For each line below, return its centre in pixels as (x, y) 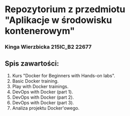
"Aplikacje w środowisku (59, 20)
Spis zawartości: (32, 63)
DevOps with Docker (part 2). (43, 97)
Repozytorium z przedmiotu (65, 9)
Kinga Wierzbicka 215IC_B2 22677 (48, 47)
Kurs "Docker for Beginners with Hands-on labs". (64, 75)
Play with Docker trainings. (40, 86)
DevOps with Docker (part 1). (43, 92)
